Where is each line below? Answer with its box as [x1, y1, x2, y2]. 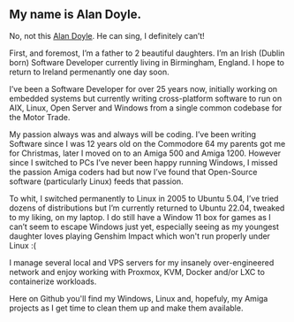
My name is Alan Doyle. [9, 7, 141, 22]
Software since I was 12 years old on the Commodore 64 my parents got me [9, 138, 286, 149]
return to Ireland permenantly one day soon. [9, 66, 170, 77]
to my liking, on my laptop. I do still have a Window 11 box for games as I [9, 211, 271, 222]
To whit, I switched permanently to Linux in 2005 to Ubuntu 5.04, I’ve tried [9, 193, 279, 203]
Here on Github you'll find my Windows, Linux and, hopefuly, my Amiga [9, 293, 268, 303]
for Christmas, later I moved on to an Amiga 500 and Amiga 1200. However [9, 148, 282, 158]
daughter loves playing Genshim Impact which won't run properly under [9, 230, 271, 241]
